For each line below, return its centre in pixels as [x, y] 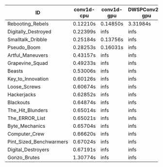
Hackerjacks [22, 95]
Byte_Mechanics [26, 126]
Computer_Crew [26, 134]
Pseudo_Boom [24, 47]
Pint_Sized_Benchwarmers [38, 142]
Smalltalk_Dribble [27, 39]
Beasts [15, 71]
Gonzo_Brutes [24, 158]
